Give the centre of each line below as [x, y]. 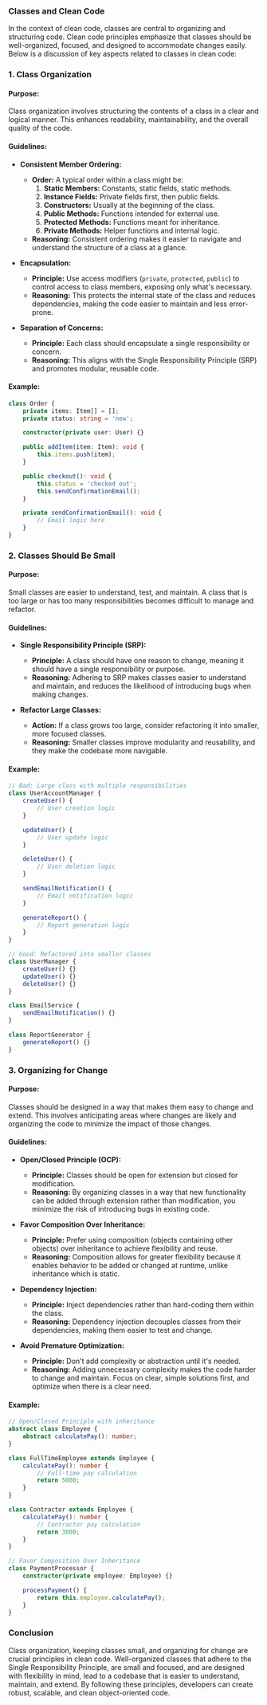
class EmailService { [44, 1006]
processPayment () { [55, 1590]
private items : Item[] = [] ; [71, 411]
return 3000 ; [59, 1532]
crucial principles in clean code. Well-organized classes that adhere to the [130, 1659]
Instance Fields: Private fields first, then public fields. [132, 196]
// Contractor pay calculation [89, 1524]
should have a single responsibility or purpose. [108, 669]
